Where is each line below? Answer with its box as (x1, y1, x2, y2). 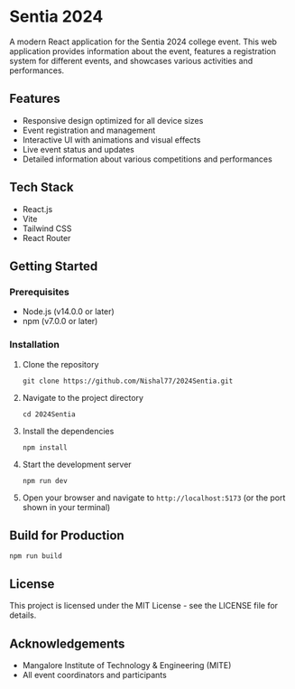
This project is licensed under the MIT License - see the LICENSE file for (9, 601, 278, 611)
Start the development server (22, 459, 133, 470)
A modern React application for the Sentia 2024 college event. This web (9, 36, 278, 47)
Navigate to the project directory (22, 392, 144, 403)
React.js (22, 203, 53, 214)
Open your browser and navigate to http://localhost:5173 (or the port (22, 492, 286, 503)
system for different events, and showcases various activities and (9, 55, 254, 66)
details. (9, 610, 37, 620)
